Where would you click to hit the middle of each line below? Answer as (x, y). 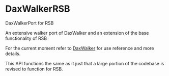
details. (13, 54)
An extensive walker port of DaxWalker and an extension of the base (77, 33)
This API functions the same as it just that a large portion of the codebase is (85, 63)
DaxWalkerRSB (38, 9)
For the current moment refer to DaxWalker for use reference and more (80, 48)
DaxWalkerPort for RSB (30, 23)
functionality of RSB (26, 38)
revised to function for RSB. (34, 69)
